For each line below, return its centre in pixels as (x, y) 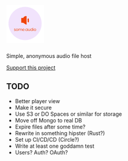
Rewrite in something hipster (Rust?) (60, 133)
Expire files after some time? (50, 127)
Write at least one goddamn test (55, 146)
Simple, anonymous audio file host (49, 55)
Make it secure (33, 107)
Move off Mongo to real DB (48, 120)
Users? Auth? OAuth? (41, 152)
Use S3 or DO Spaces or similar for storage (68, 114)
